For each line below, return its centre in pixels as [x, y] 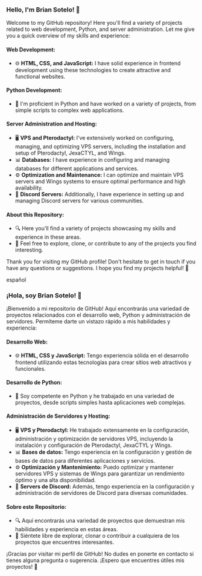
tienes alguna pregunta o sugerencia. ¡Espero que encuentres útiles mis [96, 560]
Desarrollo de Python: [34, 382]
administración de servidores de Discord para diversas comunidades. [101, 493]
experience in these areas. [48, 237]
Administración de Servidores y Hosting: [58, 416]
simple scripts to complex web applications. [69, 110]
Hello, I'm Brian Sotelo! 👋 [43, 10]
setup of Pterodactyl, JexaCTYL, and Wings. [70, 153]
